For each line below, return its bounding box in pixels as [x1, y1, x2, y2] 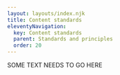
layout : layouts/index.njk [7, 10, 85, 17]
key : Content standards [13, 29, 82, 36]
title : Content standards [7, 17, 82, 23]
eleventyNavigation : [7, 23, 67, 30]
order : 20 [13, 42, 42, 49]
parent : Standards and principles [13, 36, 113, 43]
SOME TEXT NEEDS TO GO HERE [7, 61, 103, 69]
